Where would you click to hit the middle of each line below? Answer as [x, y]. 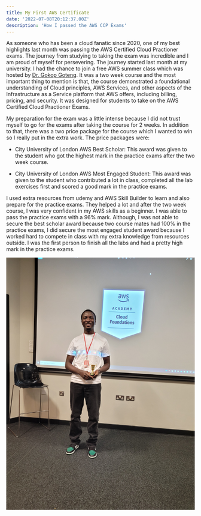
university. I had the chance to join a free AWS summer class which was [95, 68]
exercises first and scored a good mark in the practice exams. [91, 187]
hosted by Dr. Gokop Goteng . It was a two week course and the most [91, 75]
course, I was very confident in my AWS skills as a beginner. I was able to [97, 211]
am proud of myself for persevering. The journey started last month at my [97, 62]
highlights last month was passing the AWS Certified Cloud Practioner [92, 50]
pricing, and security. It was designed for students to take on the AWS [92, 101]
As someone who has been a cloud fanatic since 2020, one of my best [93, 43]
